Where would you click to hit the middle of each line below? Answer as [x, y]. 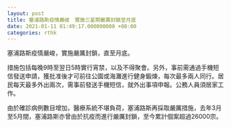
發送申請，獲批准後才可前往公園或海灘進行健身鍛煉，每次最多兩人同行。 [115, 76]
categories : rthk [32, 33]
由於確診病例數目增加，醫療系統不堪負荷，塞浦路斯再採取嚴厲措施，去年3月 [114, 108]
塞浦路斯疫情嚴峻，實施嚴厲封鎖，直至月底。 [70, 53]
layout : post [26, 13]
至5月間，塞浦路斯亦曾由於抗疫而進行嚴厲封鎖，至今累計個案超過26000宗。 [115, 117]
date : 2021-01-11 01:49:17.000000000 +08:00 [72, 26]
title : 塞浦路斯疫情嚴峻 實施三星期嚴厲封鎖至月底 [71, 20]
